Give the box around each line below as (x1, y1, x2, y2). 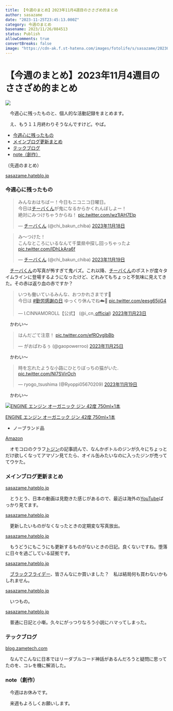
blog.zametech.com (5, 645, 48, 651)
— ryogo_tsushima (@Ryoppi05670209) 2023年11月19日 (18, 381, 137, 387)
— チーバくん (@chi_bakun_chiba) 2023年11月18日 (18, 222, 125, 229)
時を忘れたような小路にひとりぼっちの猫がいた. (18, 365, 119, 371)
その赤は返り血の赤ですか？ (14, 280, 73, 286)
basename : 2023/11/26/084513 (5, 27, 68, 32)
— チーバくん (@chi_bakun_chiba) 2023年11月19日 (18, 256, 125, 262)
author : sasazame (5, 12, 43, 17)
